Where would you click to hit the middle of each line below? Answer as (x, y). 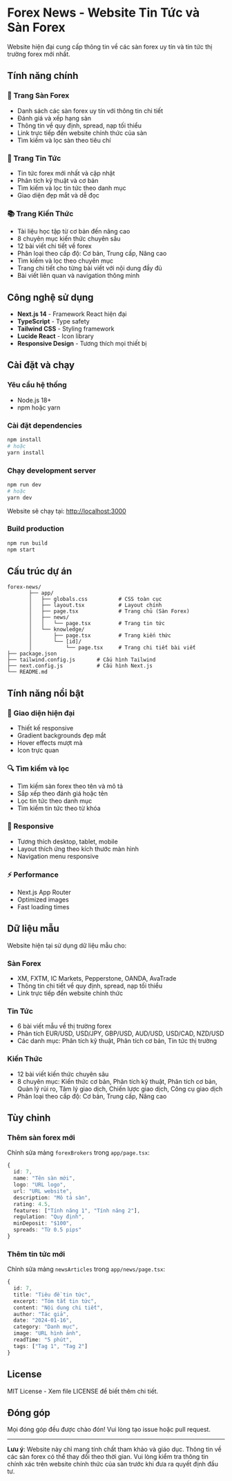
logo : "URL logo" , (40, 1185)
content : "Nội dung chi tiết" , (58, 1308)
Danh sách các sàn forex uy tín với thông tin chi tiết (90, 111)
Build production (36, 529)
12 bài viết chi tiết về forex (54, 246)
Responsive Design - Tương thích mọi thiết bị (82, 344)
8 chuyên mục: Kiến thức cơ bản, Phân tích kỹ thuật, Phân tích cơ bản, (117, 1081)
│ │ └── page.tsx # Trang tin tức (97, 624)
